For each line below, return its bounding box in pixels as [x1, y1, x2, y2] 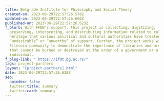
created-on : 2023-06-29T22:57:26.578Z [5, 12, 84, 17]
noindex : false [9, 79, 41, 84]
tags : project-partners [5, 61, 54, 66]
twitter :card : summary [9, 88, 56, 93]
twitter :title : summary [9, 84, 58, 89]
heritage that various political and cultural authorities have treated [9, 34, 161, 39]
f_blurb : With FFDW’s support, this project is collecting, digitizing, [5, 25, 156, 30]
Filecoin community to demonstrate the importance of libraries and [9, 43, 152, 48]
